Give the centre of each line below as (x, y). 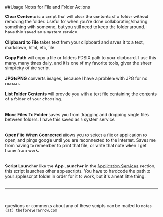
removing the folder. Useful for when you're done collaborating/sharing (76, 22)
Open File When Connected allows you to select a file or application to (76, 135)
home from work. (22, 150)
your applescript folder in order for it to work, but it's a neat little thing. (75, 176)
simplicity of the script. (28, 68)
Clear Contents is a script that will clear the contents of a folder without (77, 16)
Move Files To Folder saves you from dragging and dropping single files (77, 114)
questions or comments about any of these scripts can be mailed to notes (79, 206)
